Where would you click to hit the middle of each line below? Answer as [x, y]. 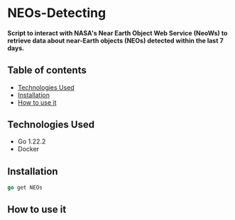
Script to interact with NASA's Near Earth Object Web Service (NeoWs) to [117, 33]
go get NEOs [25, 188]
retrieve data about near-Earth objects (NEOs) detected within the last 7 [115, 40]
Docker [28, 149]
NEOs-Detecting [57, 13]
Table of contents [47, 70]
